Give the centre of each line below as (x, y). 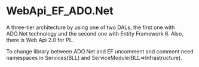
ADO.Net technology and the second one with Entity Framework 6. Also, (95, 33)
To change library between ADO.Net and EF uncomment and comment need (100, 51)
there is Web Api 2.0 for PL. (40, 40)
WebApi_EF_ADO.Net (60, 11)
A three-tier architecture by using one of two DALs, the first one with (91, 27)
